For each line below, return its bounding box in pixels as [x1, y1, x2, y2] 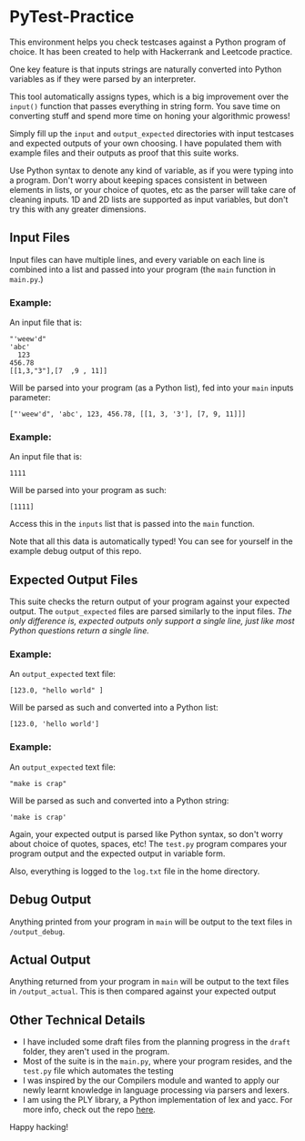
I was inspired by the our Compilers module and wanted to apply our [22, 1075, 280, 1086]
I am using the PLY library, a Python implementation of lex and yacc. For [22, 1095, 293, 1106]
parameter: [9, 392, 52, 403]
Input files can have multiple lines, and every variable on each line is [9, 254, 266, 265]
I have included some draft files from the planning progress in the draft [22, 1036, 291, 1047]
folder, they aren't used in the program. [22, 1046, 170, 1057]
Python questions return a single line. [9, 625, 150, 636]
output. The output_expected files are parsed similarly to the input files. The [9, 606, 292, 617]
